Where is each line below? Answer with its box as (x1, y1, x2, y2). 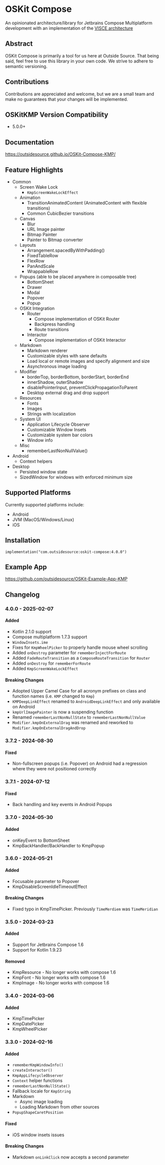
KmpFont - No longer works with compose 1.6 (12, 974, 106, 981)
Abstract (5, 40, 33, 48)
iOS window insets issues (12, 1132, 65, 1138)
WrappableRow (27, 269, 58, 274)
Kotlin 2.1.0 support (12, 628, 52, 634)
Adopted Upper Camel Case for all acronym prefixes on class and (12, 688, 146, 694)
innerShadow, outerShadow (27, 379, 83, 385)
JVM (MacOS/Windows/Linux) (12, 516, 75, 522)
